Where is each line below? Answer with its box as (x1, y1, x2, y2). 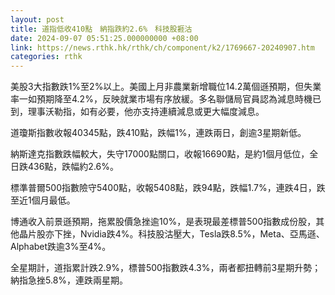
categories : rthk (10, 52, 83, 62)
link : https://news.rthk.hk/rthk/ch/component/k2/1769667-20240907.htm (10, 42, 315, 53)
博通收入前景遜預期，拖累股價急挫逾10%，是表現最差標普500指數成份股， (10, 216, 317, 228)
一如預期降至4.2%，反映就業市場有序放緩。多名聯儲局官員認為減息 (18, 93, 295, 105)
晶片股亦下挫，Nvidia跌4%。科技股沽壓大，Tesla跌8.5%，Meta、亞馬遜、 (18, 228, 325, 240)
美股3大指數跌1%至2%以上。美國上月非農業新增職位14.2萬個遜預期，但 (10, 81, 305, 93)
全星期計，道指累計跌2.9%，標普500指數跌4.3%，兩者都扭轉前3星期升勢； (10, 262, 322, 274)
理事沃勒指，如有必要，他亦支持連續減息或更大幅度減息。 (27, 106, 265, 118)
